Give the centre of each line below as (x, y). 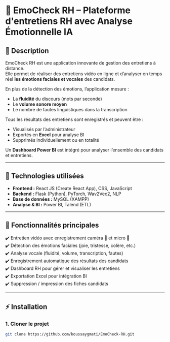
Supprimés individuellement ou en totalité (56, 140)
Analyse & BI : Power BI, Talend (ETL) (52, 204)
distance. (15, 68)
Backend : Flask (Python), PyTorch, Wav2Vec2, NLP (67, 194)
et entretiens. (19, 155)
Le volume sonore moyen (40, 104)
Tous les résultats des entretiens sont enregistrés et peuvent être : (74, 119)
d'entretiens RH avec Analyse (69, 21)
